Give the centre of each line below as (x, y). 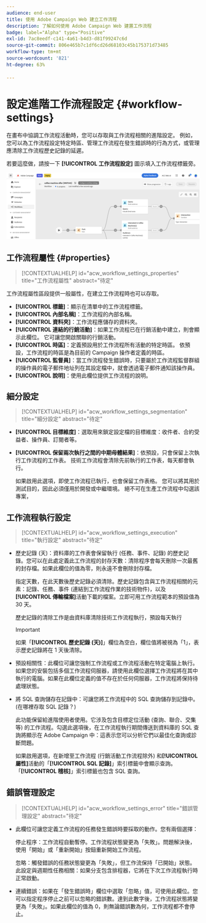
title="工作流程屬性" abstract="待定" (67, 280)
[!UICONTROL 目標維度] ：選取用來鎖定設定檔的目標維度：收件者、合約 (105, 432)
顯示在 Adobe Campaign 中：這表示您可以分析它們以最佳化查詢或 (109, 735)
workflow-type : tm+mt (34, 52)
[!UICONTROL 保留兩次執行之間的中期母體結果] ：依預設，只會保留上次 (105, 453)
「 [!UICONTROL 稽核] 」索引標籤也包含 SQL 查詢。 (79, 771)
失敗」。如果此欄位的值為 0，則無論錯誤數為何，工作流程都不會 (111, 906)
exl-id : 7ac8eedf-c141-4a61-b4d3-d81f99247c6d (67, 39)
